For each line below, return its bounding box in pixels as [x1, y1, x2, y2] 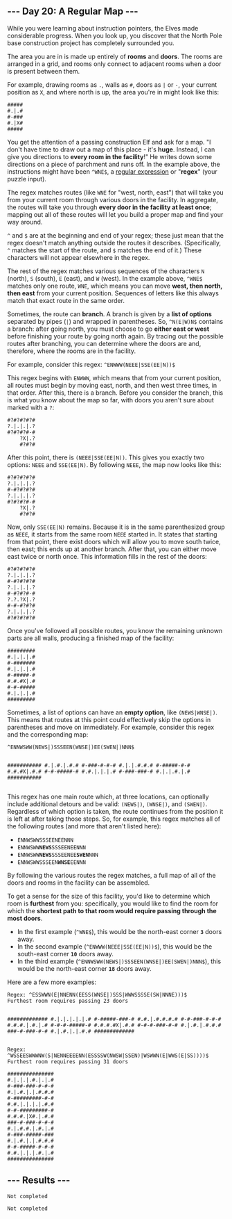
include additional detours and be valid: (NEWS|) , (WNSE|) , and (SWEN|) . [7, 799, 208, 808]
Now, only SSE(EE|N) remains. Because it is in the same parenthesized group [7, 523, 225, 531]
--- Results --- [7, 1175, 71, 1186]
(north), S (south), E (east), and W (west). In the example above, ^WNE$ [7, 274, 203, 282]
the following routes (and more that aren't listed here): [7, 821, 161, 830]
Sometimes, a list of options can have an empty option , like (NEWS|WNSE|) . [7, 708, 218, 717]
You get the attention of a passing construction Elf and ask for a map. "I [7, 138, 211, 146]
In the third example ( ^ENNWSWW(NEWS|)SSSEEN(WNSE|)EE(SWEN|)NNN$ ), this [17, 957, 222, 965]
